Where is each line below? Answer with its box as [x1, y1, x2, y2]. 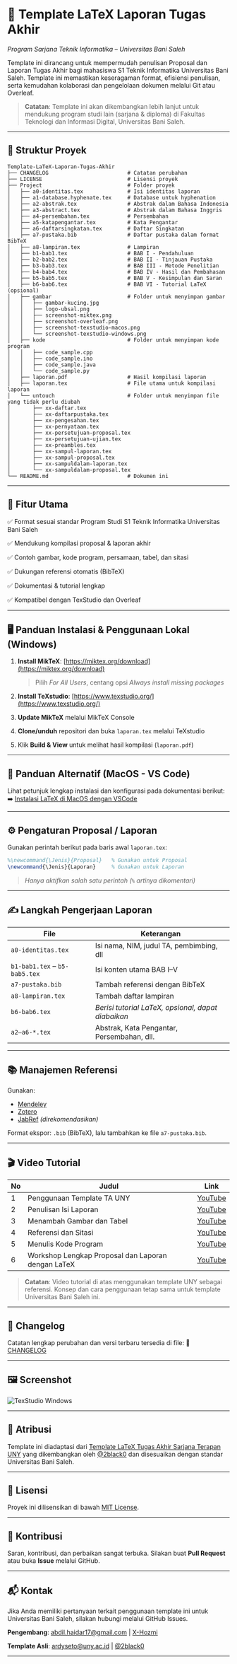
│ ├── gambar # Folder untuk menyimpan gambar [7, 293, 226, 300]
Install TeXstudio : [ [17, 692, 75, 701]
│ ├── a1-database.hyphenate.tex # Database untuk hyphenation [7, 194, 217, 201]
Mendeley [17, 1100, 47, 1109]
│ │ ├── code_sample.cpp [7, 349, 93, 356]
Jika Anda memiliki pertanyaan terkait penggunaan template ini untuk [7, 1607, 209, 1615]
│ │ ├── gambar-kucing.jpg [7, 299, 99, 306]
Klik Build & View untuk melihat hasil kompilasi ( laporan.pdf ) [17, 740, 194, 749]
